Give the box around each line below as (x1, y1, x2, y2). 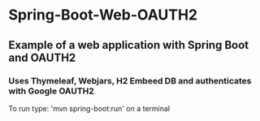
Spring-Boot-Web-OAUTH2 (8, 6, 197, 24)
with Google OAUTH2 (8, 85, 95, 97)
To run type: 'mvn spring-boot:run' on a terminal (8, 103, 171, 113)
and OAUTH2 (8, 50, 76, 64)
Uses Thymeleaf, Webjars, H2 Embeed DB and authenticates (8, 75, 252, 86)
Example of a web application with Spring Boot (8, 38, 249, 52)
